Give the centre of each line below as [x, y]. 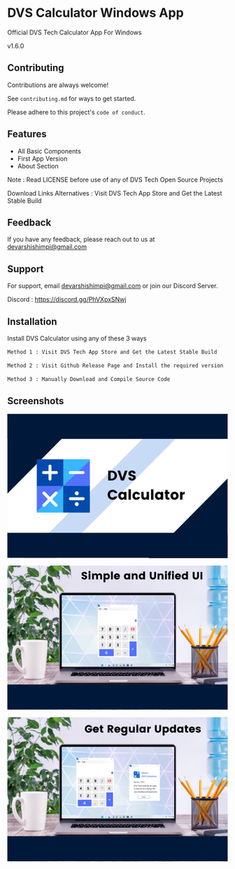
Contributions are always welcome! [58, 85]
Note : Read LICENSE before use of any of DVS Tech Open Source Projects [115, 180]
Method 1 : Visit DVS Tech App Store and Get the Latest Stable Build [112, 352]
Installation [32, 322]
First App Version [42, 159]
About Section [38, 166]
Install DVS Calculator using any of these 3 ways [77, 338]
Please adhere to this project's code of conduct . [76, 112]
